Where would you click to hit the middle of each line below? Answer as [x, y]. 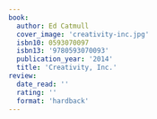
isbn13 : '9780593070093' [63, 51]
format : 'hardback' [53, 101]
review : [23, 76]
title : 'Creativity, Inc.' [67, 68]
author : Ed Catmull [53, 26]
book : [18, 17]
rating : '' [37, 92]
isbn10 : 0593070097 [53, 42]
